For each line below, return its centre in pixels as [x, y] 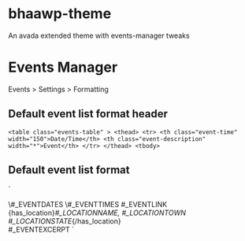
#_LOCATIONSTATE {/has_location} [65, 221]
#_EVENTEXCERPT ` [41, 229]
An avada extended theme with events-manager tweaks [99, 35]
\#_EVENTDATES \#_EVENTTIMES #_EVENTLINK [88, 204]
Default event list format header [88, 114]
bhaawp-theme [60, 14]
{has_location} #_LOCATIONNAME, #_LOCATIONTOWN [97, 213]
